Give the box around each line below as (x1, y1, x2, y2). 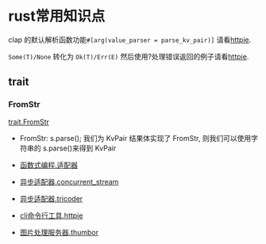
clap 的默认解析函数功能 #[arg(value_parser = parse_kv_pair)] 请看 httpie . (8, 35, 252, 44)
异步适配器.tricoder (19, 193, 83, 203)
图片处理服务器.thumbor (19, 227, 99, 237)
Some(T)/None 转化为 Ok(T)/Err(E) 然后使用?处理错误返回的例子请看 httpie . (8, 51, 249, 61)
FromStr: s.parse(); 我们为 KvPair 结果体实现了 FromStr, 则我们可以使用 (19, 133, 252, 143)
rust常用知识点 (8, 7, 106, 25)
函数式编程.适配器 (19, 160, 78, 170)
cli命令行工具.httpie (19, 211, 83, 220)
